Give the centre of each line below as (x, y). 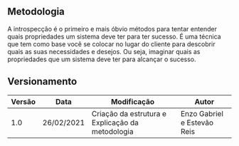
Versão (23, 101)
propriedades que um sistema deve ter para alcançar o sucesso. (102, 59)
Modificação (133, 101)
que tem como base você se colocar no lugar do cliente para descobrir (111, 44)
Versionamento (42, 82)
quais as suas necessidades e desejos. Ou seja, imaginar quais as (104, 51)
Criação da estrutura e (129, 113)
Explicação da (115, 122)
